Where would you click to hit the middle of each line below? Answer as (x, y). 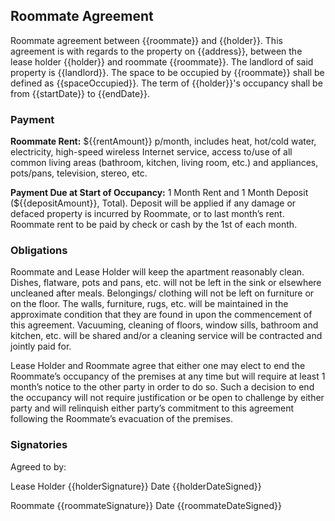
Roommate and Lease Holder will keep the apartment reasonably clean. (157, 272)
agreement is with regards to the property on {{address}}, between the (156, 51)
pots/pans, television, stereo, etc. (79, 173)
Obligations (39, 251)
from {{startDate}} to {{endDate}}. (80, 93)
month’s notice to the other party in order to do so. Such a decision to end (162, 387)
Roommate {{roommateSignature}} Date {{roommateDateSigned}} (146, 505)
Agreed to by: (38, 466)
